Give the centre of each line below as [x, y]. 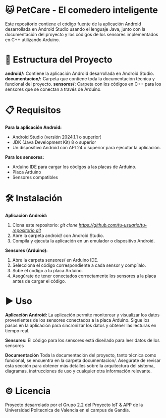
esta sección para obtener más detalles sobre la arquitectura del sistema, [80, 365]
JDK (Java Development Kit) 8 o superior [54, 142]
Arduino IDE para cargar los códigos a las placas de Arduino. [74, 167]
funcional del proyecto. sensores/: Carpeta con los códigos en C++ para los [83, 84]
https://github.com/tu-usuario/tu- [113, 225]
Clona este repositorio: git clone [45, 225]
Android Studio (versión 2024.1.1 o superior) [57, 137]
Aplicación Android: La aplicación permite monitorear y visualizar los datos [83, 315]
